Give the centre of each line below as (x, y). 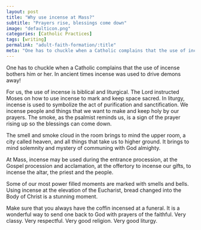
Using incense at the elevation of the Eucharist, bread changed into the (94, 190)
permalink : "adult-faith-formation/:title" (61, 45)
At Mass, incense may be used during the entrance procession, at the (92, 160)
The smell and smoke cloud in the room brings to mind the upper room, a (96, 135)
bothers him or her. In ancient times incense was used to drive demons (94, 74)
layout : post (22, 12)
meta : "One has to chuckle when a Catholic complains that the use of (96, 51)
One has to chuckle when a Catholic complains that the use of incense (93, 68)
